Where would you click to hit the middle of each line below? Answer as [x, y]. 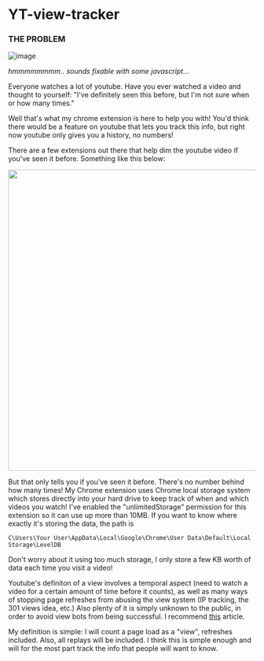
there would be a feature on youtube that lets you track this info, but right [126, 127]
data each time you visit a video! [60, 568]
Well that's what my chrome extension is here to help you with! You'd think [128, 119]
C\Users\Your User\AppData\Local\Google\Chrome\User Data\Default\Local [130, 538]
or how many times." [41, 103]
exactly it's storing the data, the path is [71, 523]
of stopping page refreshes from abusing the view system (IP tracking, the [128, 600]
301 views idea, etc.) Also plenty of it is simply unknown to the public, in [125, 608]
